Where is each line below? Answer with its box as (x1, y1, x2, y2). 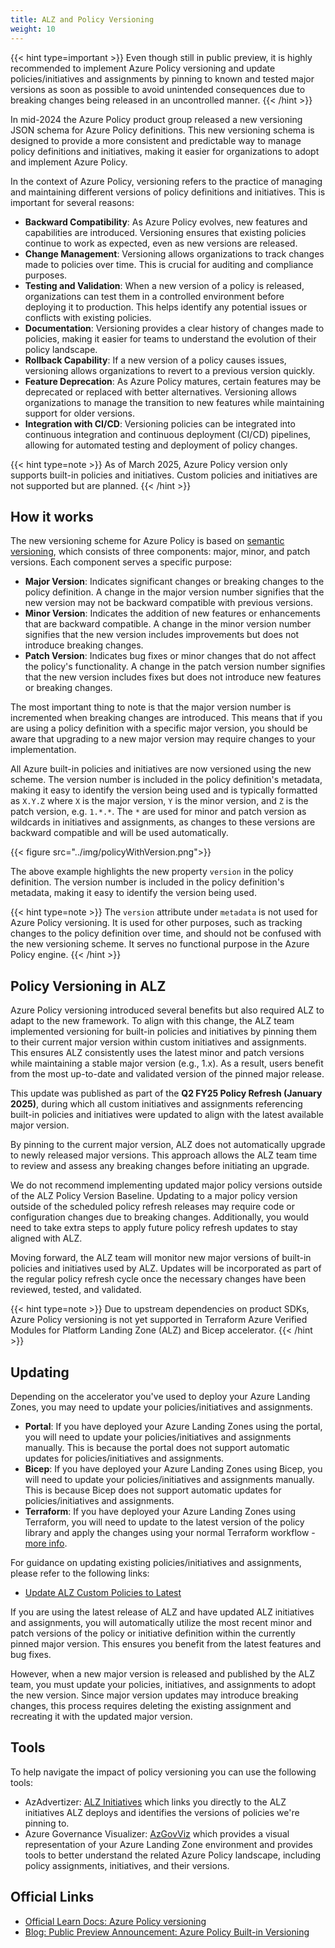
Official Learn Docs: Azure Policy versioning (24, 1915, 207, 1927)
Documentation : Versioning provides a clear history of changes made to (24, 322, 325, 334)
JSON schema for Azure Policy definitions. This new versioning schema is (10, 124, 315, 136)
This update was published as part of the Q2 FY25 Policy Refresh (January (10, 1087, 323, 1100)
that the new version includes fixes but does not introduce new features (24, 671, 322, 683)
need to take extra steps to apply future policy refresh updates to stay (10, 1222, 298, 1234)
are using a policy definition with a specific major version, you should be (10, 722, 308, 735)
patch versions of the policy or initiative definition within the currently (10, 1627, 296, 1639)
